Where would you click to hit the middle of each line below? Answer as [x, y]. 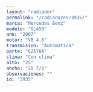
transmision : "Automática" [40, 46]
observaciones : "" [29, 74]
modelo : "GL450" [27, 29]
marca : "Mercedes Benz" [36, 23]
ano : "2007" [21, 34]
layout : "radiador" [31, 12]
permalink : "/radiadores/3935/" [47, 18]
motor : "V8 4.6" [27, 40]
